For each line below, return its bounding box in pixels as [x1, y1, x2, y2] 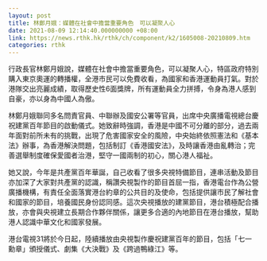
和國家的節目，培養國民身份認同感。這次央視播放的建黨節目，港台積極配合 [8, 197, 252, 207]
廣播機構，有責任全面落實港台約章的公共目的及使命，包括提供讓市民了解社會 [8, 188, 259, 197]
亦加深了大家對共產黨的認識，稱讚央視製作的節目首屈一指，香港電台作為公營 [8, 177, 259, 187]
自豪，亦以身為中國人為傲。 [8, 94, 99, 103]
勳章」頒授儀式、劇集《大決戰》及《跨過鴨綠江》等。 [8, 244, 183, 254]
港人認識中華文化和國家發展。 [8, 217, 106, 227]
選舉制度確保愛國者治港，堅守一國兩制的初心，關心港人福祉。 [14, 150, 217, 160]
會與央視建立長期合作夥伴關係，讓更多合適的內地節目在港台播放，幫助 [29, 208, 259, 217]
